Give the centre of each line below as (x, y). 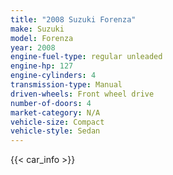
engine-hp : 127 (42, 66)
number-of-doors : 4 (51, 103)
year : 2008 (33, 47)
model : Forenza (42, 38)
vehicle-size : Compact (57, 122)
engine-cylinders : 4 (53, 76)
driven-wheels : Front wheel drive (82, 94)
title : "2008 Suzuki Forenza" (73, 19)
